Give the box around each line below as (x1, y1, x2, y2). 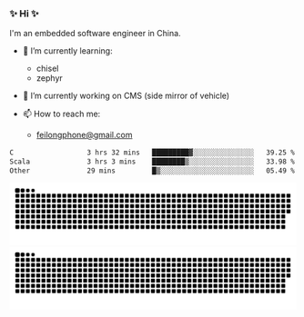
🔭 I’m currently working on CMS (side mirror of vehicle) (22, 90, 230, 102)
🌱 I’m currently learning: (22, 45, 113, 56)
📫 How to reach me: (22, 108, 101, 120)
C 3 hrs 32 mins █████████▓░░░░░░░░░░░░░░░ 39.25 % (9, 148, 296, 157)
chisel (35, 63, 59, 74)
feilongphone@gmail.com (35, 130, 133, 141)
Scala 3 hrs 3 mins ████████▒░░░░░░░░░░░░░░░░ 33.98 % (9, 157, 296, 166)
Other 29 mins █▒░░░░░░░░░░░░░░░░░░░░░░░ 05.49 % (9, 166, 296, 175)
